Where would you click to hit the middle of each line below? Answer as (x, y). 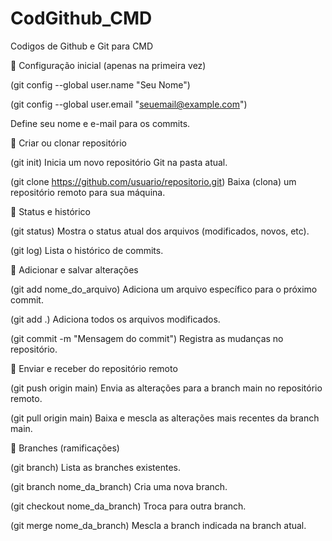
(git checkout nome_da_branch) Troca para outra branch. (128, 506)
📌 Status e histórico (50, 211)
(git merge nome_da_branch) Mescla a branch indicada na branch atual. (158, 525)
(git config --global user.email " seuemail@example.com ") (129, 104)
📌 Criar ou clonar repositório (68, 143)
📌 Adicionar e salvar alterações (74, 269)
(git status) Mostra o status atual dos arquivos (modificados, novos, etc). (160, 231)
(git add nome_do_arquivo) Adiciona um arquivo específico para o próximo (164, 289)
